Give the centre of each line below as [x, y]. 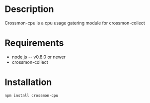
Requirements [34, 43]
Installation [28, 82]
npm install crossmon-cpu [31, 96]
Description [29, 9]
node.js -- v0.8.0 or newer [39, 57]
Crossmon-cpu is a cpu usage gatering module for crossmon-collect [75, 23]
